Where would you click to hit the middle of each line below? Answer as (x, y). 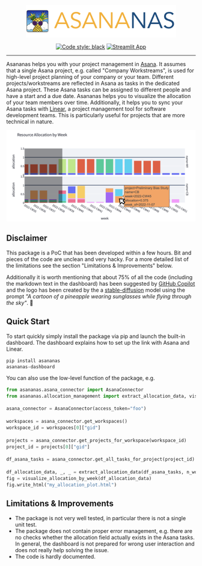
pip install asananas (33, 361)
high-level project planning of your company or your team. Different (90, 76)
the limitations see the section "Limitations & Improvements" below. (90, 265)
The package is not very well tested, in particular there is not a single (100, 518)
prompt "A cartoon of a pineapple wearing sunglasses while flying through (99, 296)
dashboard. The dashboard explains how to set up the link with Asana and (98, 342)
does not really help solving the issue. (62, 550)
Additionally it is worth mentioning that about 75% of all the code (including (99, 277)
